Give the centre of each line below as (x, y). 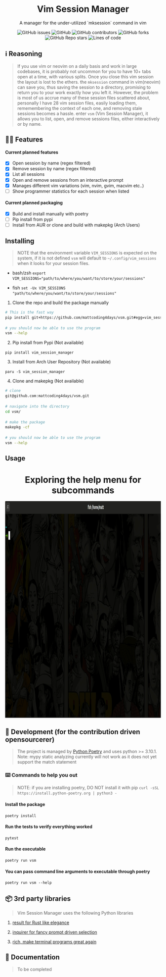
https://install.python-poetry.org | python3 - (67, 793)
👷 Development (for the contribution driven (73, 732)
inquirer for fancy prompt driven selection (55, 932)
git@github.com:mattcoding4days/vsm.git (47, 396)
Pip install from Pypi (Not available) (48, 343)
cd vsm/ (13, 411)
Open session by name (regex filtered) (51, 163)
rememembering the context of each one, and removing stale (80, 108)
